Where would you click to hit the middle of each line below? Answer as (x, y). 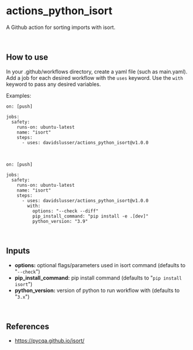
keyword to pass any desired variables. (54, 84)
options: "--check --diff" (65, 211)
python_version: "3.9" (60, 221)
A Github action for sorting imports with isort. (61, 27)
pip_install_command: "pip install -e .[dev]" (90, 216)
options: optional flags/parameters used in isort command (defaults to (100, 265)
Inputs (18, 251)
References (28, 326)
